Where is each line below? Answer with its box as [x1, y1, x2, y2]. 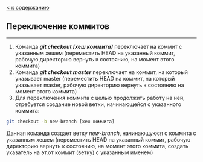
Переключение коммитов [6, 21, 110, 31]
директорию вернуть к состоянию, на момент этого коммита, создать [6, 142, 189, 149]
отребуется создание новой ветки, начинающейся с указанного [14, 101, 182, 108]
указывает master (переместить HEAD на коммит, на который [14, 75, 175, 82]
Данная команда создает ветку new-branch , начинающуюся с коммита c [6, 129, 196, 137]
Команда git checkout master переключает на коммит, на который [14, 68, 188, 76]
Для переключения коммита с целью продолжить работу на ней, [14, 94, 185, 101]
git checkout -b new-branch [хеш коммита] [6, 119, 115, 125]
